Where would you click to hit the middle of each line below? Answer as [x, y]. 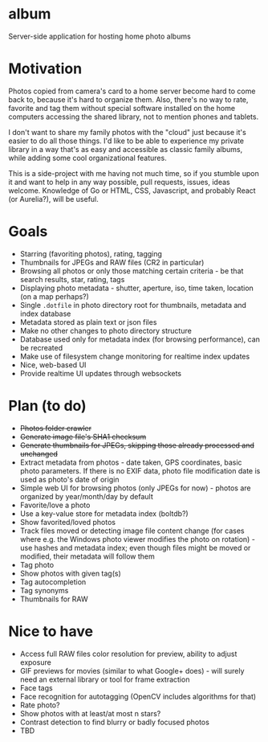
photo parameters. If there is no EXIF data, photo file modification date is [140, 470]
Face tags [37, 687]
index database [45, 314]
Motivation [45, 69]
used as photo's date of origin [69, 479]
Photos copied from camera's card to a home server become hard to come [132, 91]
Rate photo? [40, 705]
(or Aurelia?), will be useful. [53, 199]
